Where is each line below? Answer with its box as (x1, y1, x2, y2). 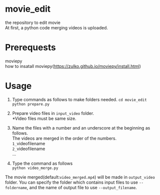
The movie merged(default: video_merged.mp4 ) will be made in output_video (5, 174, 155, 180)
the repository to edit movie (5, 20, 61, 25)
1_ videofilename (12, 140, 45, 146)
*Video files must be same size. (12, 115, 77, 121)
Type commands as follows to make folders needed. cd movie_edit (12, 96, 147, 102)
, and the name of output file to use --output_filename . (26, 184, 138, 190)
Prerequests (5, 42, 56, 53)
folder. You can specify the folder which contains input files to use (5, 179, 138, 185)
